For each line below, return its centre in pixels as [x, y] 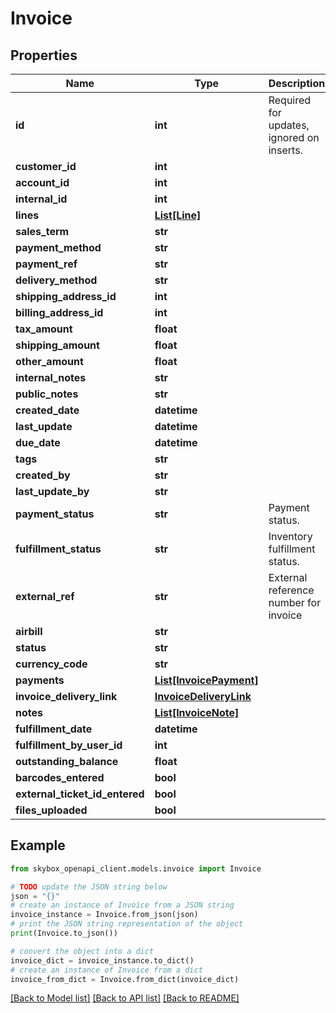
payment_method [58, 247]
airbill [29, 631]
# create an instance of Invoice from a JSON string [122, 905]
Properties [44, 55]
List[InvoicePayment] [206, 680]
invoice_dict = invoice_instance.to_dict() [102, 960]
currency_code [51, 664]
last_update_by [52, 491]
